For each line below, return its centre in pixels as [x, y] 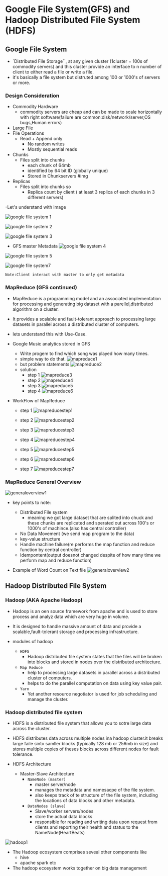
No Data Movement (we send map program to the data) [77, 534]
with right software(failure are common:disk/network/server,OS [85, 117]
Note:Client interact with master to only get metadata [65, 275]
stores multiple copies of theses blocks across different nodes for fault [86, 749]
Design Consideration [32, 96]
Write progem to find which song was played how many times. [84, 354]
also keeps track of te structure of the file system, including [96, 795]
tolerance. [23, 754]
